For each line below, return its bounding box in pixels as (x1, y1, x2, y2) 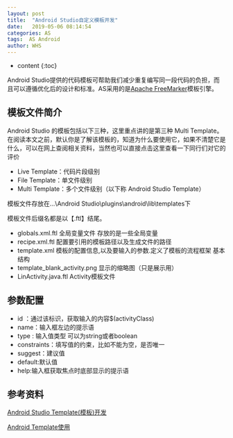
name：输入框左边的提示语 (17, 323, 95, 331)
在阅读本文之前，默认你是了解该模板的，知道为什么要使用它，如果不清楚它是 (7, 135, 226, 143)
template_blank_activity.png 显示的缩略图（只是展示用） (17, 263, 178, 271)
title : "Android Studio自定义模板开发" (7, 17, 119, 24)
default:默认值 (17, 357, 58, 366)
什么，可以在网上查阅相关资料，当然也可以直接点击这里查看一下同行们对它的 (7, 144, 226, 152)
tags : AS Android (7, 36, 60, 43)
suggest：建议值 (17, 348, 65, 357)
